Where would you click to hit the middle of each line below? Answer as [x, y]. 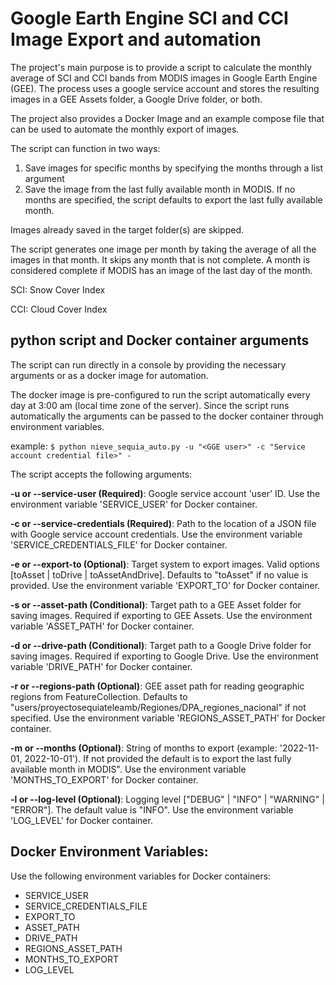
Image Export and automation [136, 39]
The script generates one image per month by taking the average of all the [163, 249]
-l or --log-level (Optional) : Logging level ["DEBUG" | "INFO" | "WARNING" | [167, 799]
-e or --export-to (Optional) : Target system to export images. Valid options [165, 564]
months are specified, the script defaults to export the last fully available [173, 199]
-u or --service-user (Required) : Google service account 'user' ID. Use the [165, 493]
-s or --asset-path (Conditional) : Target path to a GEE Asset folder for [156, 604]
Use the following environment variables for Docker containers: [141, 876]
